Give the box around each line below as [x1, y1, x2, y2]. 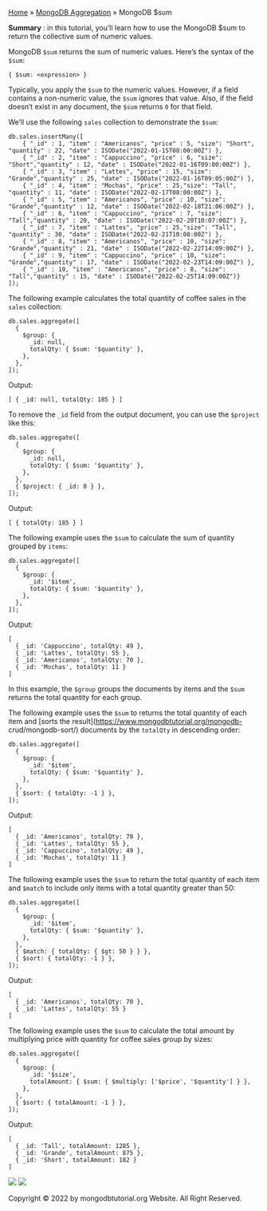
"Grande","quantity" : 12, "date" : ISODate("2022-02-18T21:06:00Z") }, [8, 203, 255, 211]
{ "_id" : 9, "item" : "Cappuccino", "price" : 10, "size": [22, 251, 226, 259]
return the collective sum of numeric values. [8, 32, 153, 41]
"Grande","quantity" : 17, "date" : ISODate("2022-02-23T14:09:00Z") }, [8, 259, 255, 267]
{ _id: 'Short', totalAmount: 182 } [15, 1156, 137, 1164]
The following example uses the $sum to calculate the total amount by [8, 1026, 235, 1035]
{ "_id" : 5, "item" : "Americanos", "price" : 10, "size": [22, 196, 226, 204]
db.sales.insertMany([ [8, 133, 84, 140]
